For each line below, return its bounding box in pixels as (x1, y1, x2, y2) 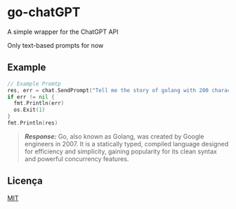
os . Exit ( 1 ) (13, 106, 46, 113)
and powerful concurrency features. (24, 154, 129, 163)
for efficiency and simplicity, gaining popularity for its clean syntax (24, 147, 218, 156)
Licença (7, 175, 44, 187)
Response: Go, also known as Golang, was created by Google (24, 132, 204, 141)
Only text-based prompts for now (7, 41, 104, 49)
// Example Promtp (7, 80, 61, 87)
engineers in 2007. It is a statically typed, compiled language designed (24, 139, 229, 148)
